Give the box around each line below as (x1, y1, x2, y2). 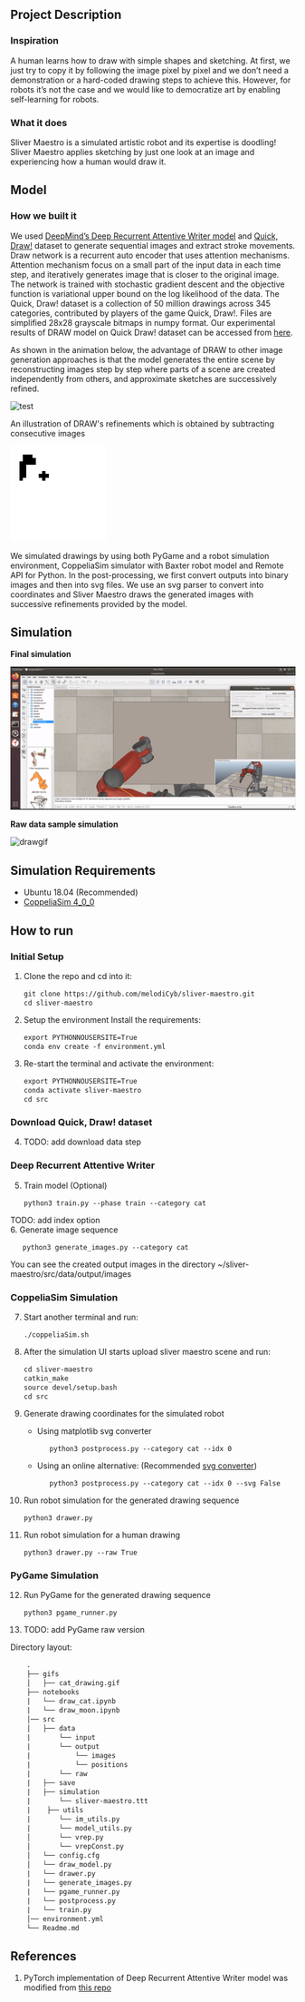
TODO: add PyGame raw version (23, 1624, 146, 1635)
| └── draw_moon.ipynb (26, 1706, 120, 1715)
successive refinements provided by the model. (10, 598, 188, 609)
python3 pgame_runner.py (23, 1608, 118, 1618)
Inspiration (10, 34, 60, 47)
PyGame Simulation (10, 1569, 99, 1582)
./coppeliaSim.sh (23, 1330, 90, 1340)
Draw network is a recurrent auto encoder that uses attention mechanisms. (10, 250, 291, 260)
